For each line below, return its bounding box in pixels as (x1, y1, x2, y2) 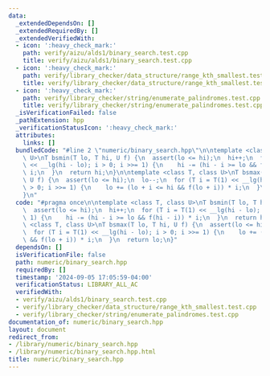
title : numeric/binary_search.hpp (8, 355, 125, 364)
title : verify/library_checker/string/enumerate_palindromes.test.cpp (22, 101, 264, 109)
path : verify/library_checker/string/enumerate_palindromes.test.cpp (22, 94, 261, 102)
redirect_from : (8, 333, 59, 341)
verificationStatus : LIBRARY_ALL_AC (15, 280, 138, 289)
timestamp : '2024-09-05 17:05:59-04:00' (15, 273, 153, 281)
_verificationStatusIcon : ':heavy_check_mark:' (15, 124, 178, 132)
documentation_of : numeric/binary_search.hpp (8, 318, 163, 326)
